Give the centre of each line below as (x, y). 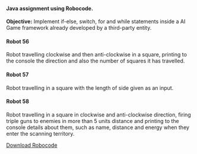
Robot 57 (18, 75)
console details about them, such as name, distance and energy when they (98, 127)
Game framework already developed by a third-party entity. (79, 28)
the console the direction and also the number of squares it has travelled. (96, 61)
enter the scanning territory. (40, 133)
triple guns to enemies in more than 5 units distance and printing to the (93, 121)
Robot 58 (18, 102)
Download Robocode (32, 145)
